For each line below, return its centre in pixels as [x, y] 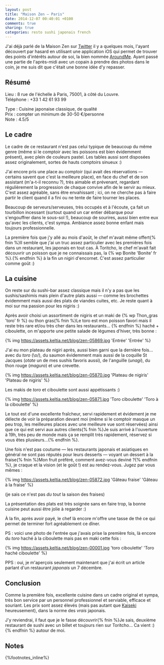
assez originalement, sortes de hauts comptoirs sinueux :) [63, 162]
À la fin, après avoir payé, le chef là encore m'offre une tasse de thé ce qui [80, 519]
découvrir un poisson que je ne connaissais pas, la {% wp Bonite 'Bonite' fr [81, 253]
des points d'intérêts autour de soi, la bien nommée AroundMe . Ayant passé [82, 57]
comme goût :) [20, 263]
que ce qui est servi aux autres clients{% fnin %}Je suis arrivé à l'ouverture [81, 430]
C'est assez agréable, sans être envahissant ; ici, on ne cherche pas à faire [81, 192]
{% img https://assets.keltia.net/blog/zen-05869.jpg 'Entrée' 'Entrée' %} [78, 341]
